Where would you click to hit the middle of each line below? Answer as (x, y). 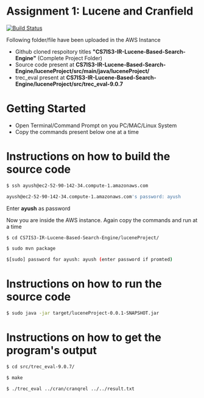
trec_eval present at (40, 77)
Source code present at (45, 65)
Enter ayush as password (38, 208)
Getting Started (46, 109)
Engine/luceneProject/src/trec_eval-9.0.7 (69, 84)
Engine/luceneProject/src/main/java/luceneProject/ (82, 71)
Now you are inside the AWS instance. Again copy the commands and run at (102, 220)
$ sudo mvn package (31, 249)
